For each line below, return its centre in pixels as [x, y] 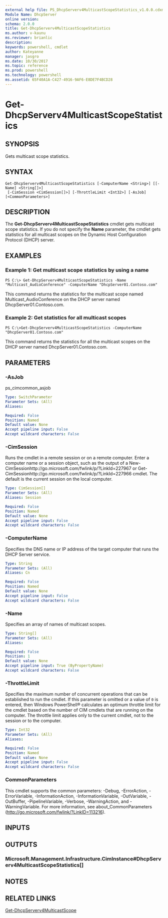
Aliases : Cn [17, 573]
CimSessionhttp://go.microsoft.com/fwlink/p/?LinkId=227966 [68, 474]
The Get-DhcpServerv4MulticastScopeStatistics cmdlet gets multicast [80, 224]
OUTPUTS [21, 845]
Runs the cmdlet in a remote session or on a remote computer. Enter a [77, 458]
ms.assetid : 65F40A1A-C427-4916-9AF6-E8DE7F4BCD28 [59, 80]
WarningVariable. [23, 806]
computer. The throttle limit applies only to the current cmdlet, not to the [79, 715]
